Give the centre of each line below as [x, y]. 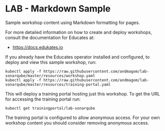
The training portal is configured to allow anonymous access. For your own [82, 117]
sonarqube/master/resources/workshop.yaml [50, 75]
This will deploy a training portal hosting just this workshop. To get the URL [83, 93]
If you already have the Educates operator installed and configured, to [77, 57]
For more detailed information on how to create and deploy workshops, [78, 32]
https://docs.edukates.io [38, 47]
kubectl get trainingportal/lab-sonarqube [50, 108]
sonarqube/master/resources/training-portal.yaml [58, 84]
